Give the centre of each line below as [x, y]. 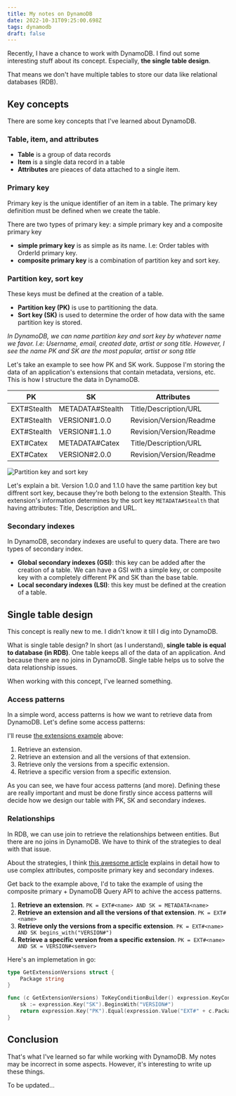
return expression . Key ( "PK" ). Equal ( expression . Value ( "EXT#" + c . [118, 1011]
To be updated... [31, 1085]
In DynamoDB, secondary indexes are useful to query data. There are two [114, 542]
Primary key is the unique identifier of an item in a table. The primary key [112, 203]
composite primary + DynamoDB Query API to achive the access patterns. [115, 891]
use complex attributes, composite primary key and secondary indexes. [111, 870]
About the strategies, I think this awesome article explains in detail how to [113, 862]
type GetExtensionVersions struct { [61, 972]
